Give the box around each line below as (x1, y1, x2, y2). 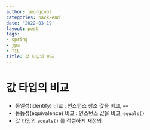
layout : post (6, 25, 39, 32)
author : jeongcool (6, 8, 52, 15)
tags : (6, 31, 20, 37)
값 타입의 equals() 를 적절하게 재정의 (14, 117, 102, 124)
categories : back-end (6, 14, 60, 20)
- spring (6, 37, 28, 43)
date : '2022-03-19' (6, 20, 55, 26)
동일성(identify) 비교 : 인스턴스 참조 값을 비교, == (14, 102, 128, 109)
